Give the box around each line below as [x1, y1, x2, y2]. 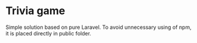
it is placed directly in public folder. [5, 29, 92, 37]
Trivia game [5, 4, 65, 18]
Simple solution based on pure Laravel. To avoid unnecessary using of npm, [5, 24, 192, 31]
